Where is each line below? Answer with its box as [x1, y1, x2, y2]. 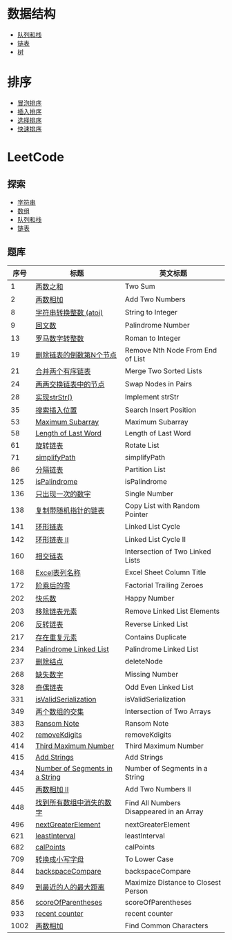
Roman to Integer [124, 333, 181, 343]
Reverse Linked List [124, 619, 188, 629]
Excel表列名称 [35, 567, 81, 577]
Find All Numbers [124, 798, 181, 807]
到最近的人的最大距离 [35, 882, 105, 892]
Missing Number [124, 669, 179, 679]
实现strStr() [35, 392, 73, 402]
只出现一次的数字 [35, 489, 91, 498]
